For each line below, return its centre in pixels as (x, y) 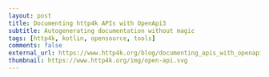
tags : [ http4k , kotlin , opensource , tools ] (82, 38)
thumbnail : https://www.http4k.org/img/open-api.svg (98, 61)
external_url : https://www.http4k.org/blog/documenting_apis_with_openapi (136, 53)
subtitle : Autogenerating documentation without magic (102, 30)
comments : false (35, 46)
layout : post (30, 16)
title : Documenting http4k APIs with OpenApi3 (87, 23)
